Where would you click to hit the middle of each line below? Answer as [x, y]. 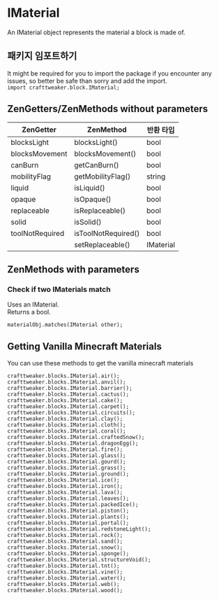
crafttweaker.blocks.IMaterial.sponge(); [68, 554]
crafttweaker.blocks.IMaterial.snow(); [65, 547]
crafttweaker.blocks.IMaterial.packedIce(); [73, 505]
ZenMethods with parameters [73, 269]
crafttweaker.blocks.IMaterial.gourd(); [67, 462]
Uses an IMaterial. [33, 305]
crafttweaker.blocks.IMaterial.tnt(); [63, 566]
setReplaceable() [102, 244]
